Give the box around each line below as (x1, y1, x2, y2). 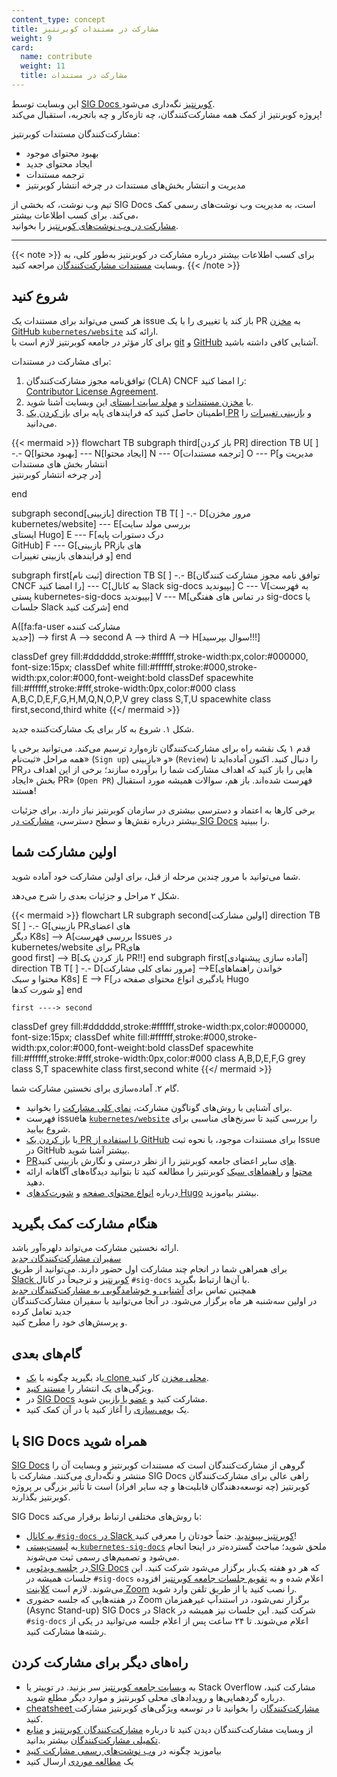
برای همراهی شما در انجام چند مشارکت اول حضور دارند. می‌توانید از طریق (11, 1263, 288, 1275)
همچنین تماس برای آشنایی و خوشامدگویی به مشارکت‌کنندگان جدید (11, 1284, 257, 1296)
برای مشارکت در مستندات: (11, 355, 112, 367)
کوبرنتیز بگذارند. (11, 1491, 71, 1503)
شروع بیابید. (25, 1122, 71, 1135)
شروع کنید (11, 288, 69, 305)
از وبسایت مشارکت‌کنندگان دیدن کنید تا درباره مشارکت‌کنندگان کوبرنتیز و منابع (25, 1723, 314, 1735)
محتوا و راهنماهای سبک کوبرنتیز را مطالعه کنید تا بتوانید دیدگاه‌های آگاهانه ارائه (25, 1165, 313, 1177)
